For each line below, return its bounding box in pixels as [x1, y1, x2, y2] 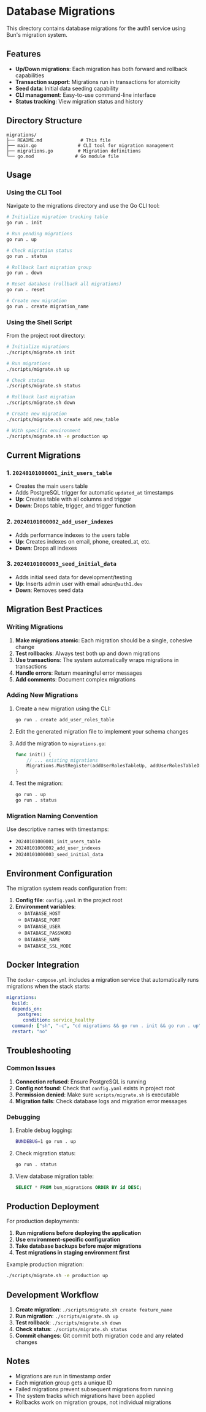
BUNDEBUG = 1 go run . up [15, 1138, 77, 1144]
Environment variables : [15, 903, 76, 911]
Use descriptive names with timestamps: [6, 826, 109, 833]
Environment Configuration [6, 868, 113, 879]
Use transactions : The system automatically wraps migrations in [15, 656, 179, 663]
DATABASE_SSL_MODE [24, 943, 72, 949]
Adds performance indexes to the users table [15, 531, 130, 539]
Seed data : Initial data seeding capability [15, 85, 118, 92]
